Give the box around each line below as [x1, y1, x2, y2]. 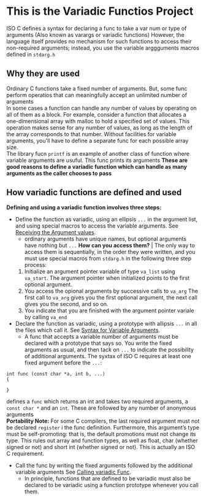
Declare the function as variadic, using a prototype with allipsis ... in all [15, 320, 197, 327]
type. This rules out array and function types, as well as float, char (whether [6, 437, 198, 444]
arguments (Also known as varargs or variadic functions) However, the [6, 31, 185, 38]
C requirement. [6, 450, 45, 457]
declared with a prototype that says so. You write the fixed [24, 339, 172, 347]
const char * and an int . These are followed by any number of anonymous [6, 404, 196, 412]
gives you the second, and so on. [24, 300, 109, 307]
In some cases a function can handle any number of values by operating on [6, 104, 197, 112]
